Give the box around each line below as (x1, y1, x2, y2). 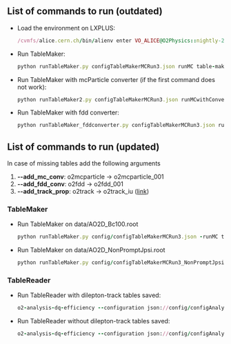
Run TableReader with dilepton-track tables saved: (17, 291, 161, 299)
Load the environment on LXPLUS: (17, 23, 116, 32)
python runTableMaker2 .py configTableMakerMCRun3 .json (17, 96, 179, 103)
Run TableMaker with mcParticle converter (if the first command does (17, 75, 216, 83)
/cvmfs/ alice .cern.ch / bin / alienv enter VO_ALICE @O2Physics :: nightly (17, 37, 219, 44)
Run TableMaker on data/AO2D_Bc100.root (17, 220, 139, 228)
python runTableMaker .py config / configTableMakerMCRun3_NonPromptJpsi (17, 259, 225, 266)
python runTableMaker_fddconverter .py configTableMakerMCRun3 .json (17, 122, 215, 129)
